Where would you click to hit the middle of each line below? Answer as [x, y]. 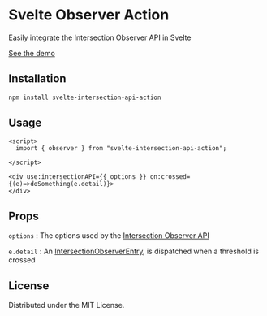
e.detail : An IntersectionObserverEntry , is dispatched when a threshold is [134, 251]
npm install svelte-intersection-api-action [85, 97]
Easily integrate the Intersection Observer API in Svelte [100, 37]
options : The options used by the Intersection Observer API [109, 236]
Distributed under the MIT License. [67, 305]
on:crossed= [170, 177]
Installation [37, 79]
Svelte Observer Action [89, 15]
